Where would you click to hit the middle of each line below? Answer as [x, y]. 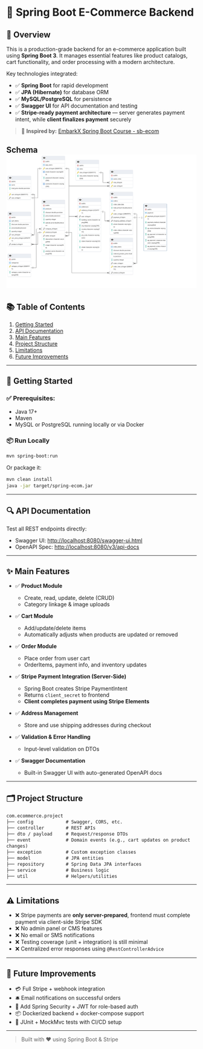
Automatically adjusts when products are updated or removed [101, 634]
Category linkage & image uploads [67, 604]
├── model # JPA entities [55, 858]
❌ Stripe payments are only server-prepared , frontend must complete [102, 915]
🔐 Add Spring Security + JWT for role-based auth [77, 1006]
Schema [22, 150]
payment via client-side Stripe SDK [59, 922]
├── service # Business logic [58, 870]
